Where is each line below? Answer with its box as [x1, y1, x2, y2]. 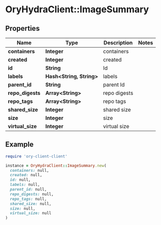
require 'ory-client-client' [5, 154, 68, 159]
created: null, [10, 173, 43, 178]
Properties [5, 24, 40, 33]
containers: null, [10, 168, 50, 173]
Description [103, 39, 133, 46]
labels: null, [10, 182, 40, 188]
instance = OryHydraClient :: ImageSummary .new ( [5, 163, 107, 168]
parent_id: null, [10, 187, 47, 192]
